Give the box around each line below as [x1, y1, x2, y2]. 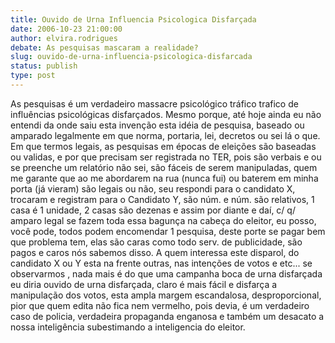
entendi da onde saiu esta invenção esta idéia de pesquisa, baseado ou [10, 119, 305, 131]
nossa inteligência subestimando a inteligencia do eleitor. [10, 321, 246, 333]
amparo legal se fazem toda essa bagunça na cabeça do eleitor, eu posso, [10, 214, 317, 226]
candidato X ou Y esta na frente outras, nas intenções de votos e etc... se [10, 257, 313, 269]
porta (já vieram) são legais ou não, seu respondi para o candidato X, [10, 182, 296, 195]
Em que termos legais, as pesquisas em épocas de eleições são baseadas [10, 140, 317, 152]
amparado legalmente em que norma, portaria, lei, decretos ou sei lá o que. [10, 129, 321, 141]
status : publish [10, 61, 78, 71]
